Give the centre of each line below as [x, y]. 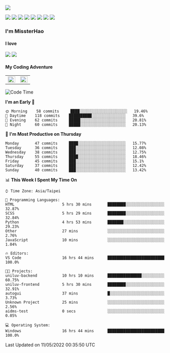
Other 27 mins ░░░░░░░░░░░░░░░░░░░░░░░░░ [85, 231]
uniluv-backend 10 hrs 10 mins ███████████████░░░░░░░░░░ [85, 276]
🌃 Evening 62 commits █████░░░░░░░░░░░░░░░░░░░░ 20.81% [76, 120]
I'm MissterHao [25, 31]
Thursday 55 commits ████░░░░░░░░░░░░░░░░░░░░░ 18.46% [76, 157]
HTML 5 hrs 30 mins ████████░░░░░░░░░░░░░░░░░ [85, 204]
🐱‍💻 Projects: [19, 271]
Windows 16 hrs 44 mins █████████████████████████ [85, 331]
